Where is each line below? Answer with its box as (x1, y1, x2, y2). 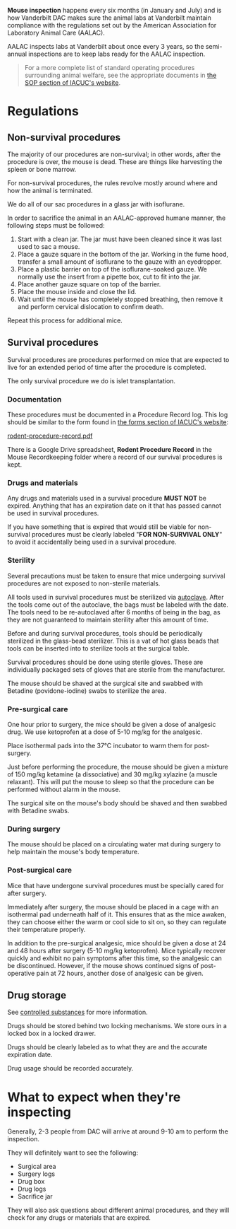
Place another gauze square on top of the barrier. (17, 280, 161, 289)
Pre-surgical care (7, 704, 68, 713)
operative (7, 969, 35, 977)
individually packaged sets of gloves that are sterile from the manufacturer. (7, 665, 225, 674)
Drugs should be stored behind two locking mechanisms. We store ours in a (7, 1022, 228, 1030)
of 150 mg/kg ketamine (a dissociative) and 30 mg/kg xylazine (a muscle (7, 770, 218, 779)
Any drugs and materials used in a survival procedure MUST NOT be (7, 494, 206, 503)
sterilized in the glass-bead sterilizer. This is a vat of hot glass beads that (7, 636, 220, 645)
